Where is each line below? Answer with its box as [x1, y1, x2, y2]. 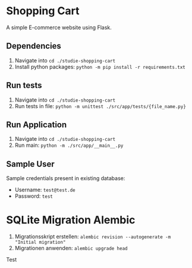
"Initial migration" [14, 239, 66, 245]
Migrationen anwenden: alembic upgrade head [14, 245, 128, 252]
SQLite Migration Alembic [6, 213, 136, 227]
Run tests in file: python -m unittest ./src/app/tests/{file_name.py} [14, 102, 186, 109]
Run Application [6, 119, 67, 130]
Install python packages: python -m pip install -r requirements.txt [14, 63, 186, 70]
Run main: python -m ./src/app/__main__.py [14, 141, 124, 149]
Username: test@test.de [14, 186, 75, 194]
